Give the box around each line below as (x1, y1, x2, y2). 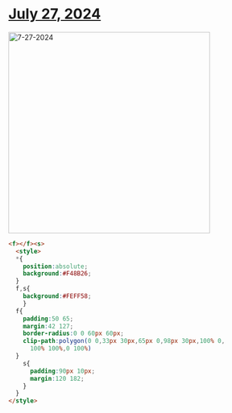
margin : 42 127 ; (23, 322, 74, 330)
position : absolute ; (23, 262, 89, 271)
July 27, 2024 (8, 5, 101, 23)
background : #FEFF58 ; (23, 292, 92, 300)
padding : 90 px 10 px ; (29, 367, 95, 375)
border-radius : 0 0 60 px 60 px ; (23, 329, 125, 338)
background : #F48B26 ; (23, 270, 92, 278)
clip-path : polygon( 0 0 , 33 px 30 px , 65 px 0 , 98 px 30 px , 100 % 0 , (23, 337, 226, 345)
